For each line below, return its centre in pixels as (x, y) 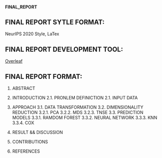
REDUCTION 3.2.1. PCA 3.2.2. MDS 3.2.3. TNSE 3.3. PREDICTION (78, 113)
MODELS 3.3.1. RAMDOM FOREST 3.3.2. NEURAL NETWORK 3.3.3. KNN (85, 118)
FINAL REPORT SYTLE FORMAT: (55, 22)
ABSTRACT (24, 89)
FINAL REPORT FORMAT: (44, 77)
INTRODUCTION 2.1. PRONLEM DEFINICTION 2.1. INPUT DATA (75, 98)
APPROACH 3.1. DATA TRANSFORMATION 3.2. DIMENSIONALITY (78, 107)
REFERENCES (26, 151)
